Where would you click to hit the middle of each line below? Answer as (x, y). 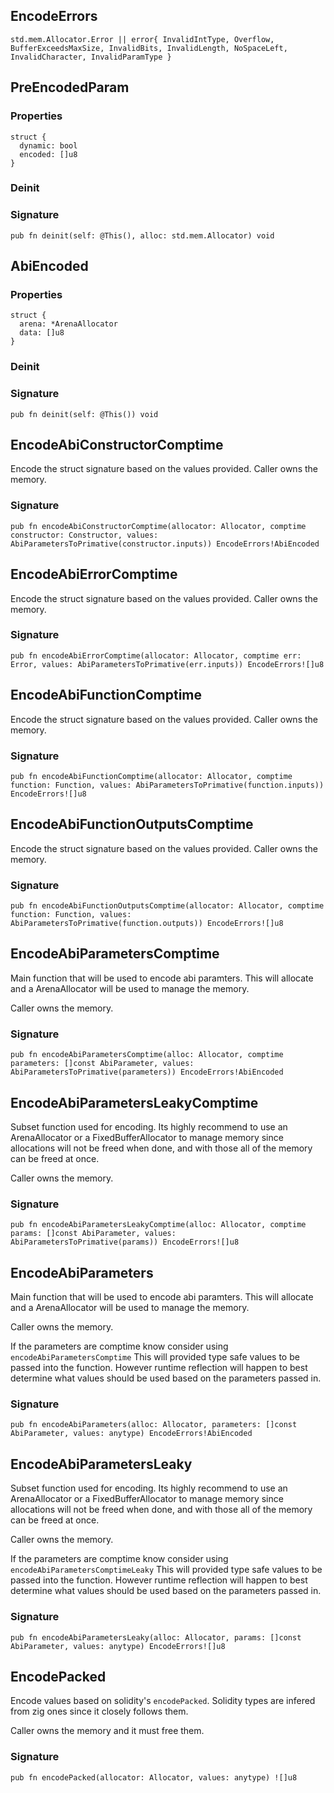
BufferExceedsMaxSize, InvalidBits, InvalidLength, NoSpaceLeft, (149, 48)
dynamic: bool (48, 145)
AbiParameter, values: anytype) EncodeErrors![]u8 (118, 1646)
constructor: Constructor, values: (84, 535)
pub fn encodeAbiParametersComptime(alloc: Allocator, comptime (147, 1055)
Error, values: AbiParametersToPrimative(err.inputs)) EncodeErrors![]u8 (167, 664)
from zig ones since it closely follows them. (99, 1711)
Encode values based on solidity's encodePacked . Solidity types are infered (163, 1701)
